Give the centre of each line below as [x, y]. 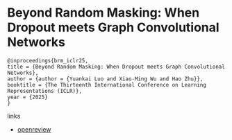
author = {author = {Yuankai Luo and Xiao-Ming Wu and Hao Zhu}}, [105, 79]
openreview [34, 129]
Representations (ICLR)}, [44, 91]
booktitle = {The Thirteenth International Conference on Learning [107, 85]
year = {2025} [28, 97]
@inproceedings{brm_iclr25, [48, 60]
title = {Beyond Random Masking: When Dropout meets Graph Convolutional [116, 67]
